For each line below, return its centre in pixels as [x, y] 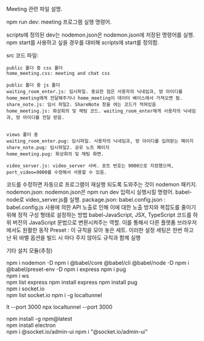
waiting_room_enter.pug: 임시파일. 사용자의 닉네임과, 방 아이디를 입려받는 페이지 [100, 141]
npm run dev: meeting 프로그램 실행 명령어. [59, 22]
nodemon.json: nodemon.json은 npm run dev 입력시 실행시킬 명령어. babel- [99, 192]
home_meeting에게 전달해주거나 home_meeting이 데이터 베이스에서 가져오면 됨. [94, 98]
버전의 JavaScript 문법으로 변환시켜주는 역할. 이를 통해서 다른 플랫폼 [94, 222]
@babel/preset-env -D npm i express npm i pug [66, 269]
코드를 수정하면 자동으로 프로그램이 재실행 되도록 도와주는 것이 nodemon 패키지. [102, 184]
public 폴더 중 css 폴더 [34, 68]
